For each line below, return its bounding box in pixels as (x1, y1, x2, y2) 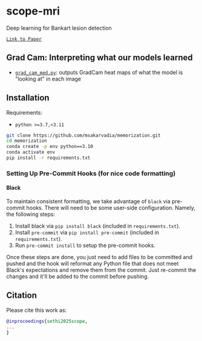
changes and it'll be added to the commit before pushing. (6, 273, 149, 280)
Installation (6, 93, 50, 103)
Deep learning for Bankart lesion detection (6, 24, 112, 32)
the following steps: (6, 211, 56, 218)
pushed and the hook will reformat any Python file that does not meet (6, 260, 179, 268)
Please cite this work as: (6, 306, 67, 314)
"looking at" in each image (15, 75, 82, 83)
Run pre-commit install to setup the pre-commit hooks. (15, 241, 155, 249)
